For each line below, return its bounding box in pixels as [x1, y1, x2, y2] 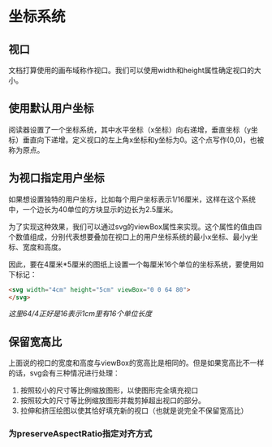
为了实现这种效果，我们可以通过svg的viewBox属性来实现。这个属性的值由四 [8, 221, 262, 232]
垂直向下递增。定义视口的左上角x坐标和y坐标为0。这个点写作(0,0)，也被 [22, 135, 265, 145]
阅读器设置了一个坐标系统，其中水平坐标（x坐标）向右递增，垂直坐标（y [8, 124, 252, 134]
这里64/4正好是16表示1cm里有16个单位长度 [8, 309, 153, 319]
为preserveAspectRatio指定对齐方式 [8, 428, 153, 440]
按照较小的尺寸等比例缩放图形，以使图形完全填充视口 [19, 385, 199, 395]
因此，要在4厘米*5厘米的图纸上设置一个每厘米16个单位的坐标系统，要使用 [8, 259, 257, 269]
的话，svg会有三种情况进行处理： [8, 368, 120, 378]
